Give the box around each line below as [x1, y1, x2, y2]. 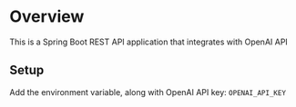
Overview [9, 6, 85, 27]
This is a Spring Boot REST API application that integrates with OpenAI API [9, 36, 289, 47]
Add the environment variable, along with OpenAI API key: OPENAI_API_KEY [9, 86, 287, 97]
